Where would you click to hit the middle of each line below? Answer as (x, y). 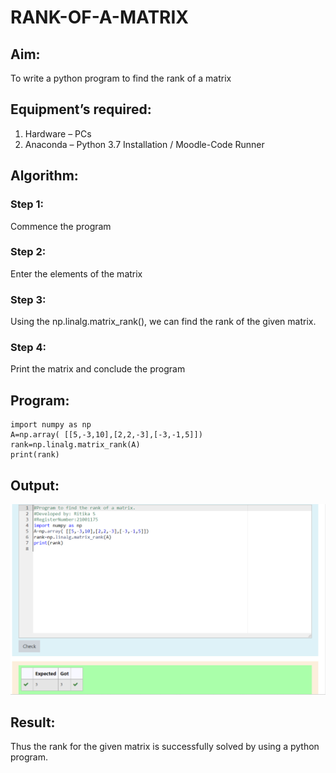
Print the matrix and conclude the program (98, 369)
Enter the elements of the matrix (76, 273)
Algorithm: (44, 176)
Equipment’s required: (81, 109)
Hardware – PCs (58, 133)
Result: (33, 722)
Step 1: (27, 204)
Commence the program (61, 226)
